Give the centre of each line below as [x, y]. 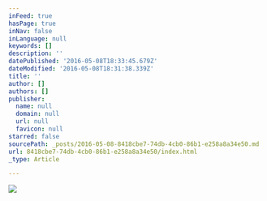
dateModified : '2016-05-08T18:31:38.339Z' [81, 69]
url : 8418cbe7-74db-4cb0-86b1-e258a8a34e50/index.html [103, 152]
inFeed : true [30, 16]
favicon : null [39, 129]
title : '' [25, 76]
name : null [34, 106]
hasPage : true [32, 24]
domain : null [38, 114]
